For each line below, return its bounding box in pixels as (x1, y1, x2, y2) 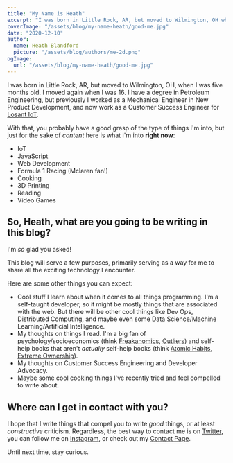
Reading (17, 189, 42, 197)
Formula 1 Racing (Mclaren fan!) (17, 166, 109, 175)
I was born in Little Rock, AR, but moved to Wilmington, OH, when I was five (7, 80, 223, 89)
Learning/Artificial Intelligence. (17, 322, 105, 331)
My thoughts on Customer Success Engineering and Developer (17, 359, 198, 367)
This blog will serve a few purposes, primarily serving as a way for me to (7, 259, 215, 267)
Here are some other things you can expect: (7, 279, 133, 288)
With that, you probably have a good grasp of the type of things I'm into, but (7, 123, 225, 132)
